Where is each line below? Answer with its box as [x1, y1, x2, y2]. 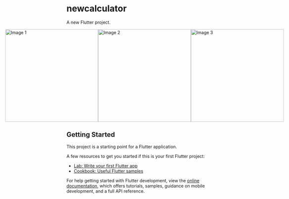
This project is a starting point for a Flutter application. [66, 144, 177, 150]
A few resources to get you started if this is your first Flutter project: [66, 153, 205, 159]
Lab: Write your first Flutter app [73, 162, 138, 168]
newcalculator [66, 3, 127, 14]
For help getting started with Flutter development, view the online [66, 177, 200, 183]
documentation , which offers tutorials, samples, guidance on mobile [66, 183, 205, 189]
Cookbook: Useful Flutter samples [73, 168, 144, 174]
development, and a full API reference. [66, 188, 145, 194]
